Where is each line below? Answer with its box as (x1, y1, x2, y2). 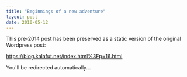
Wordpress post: (6, 41, 46, 48)
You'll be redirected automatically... (6, 64, 91, 71)
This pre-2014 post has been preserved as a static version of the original (6, 36, 181, 43)
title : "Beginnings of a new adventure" (6, 8, 106, 15)
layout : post (6, 14, 38, 20)
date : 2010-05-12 (6, 19, 49, 25)
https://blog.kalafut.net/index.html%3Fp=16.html (6, 53, 123, 60)
